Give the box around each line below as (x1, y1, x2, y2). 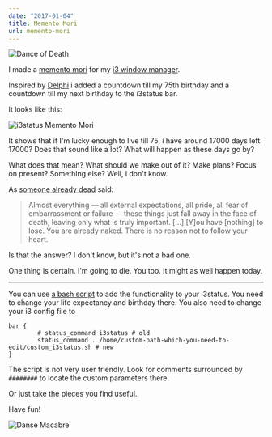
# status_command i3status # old (37, 329, 151, 337)
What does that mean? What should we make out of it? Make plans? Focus (8, 160, 257, 170)
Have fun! (8, 405, 41, 414)
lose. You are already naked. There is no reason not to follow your (28, 226, 249, 235)
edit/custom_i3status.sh (8, 343, 92, 352)
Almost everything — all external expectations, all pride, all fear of (28, 200, 249, 210)
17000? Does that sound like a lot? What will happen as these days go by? (8, 145, 255, 155)
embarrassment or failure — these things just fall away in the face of (28, 209, 257, 218)
